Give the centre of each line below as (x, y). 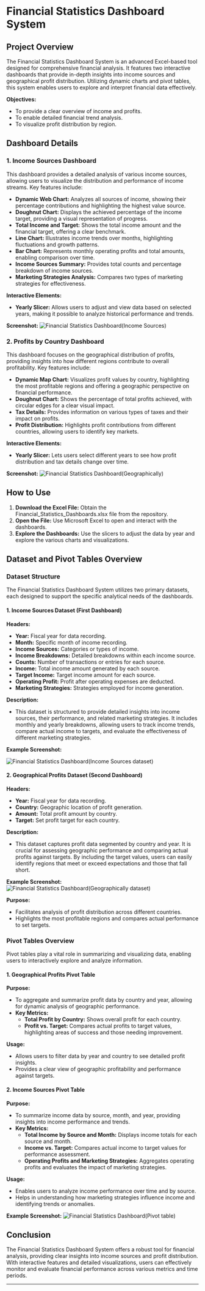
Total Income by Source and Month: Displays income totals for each (110, 1134)
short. (23, 870)
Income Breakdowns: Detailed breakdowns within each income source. (105, 655)
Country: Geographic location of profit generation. (79, 807)
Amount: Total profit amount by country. (66, 813)
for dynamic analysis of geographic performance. (77, 1007)
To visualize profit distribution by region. (66, 124)
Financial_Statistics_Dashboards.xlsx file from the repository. (92, 514)
